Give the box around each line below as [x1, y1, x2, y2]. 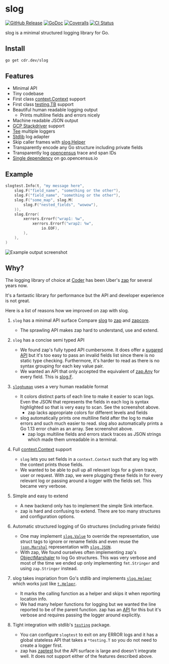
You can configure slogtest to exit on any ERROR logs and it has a [20, 632, 158, 638]
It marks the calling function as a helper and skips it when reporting [20, 591, 160, 597]
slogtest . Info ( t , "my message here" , [5, 183, 85, 189]
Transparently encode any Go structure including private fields [12, 144, 143, 151]
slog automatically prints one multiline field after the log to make [20, 415, 154, 421]
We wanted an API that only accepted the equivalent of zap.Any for [20, 368, 160, 375]
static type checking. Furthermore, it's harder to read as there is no [20, 358, 160, 364]
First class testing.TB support [12, 101, 74, 107]
